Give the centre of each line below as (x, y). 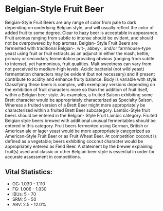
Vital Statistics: (29, 172)
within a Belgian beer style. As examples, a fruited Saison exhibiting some (79, 95)
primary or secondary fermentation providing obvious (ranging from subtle (80, 58)
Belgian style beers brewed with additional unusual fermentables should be (80, 121)
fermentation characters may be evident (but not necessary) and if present (80, 74)
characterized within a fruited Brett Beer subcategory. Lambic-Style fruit (78, 110)
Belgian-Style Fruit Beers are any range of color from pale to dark (71, 22)
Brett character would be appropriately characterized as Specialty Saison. (79, 100)
